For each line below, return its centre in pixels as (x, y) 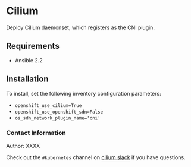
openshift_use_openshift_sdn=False (59, 112)
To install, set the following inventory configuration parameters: (84, 93)
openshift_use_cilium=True (48, 105)
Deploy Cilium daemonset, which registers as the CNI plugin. (80, 27)
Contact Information (36, 133)
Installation (27, 79)
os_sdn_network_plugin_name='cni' (57, 118)
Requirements (33, 46)
